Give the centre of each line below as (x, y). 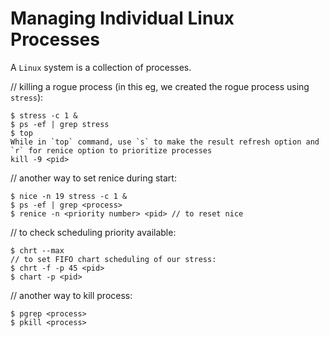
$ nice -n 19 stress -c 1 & (69, 196)
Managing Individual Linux (122, 18)
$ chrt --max (37, 250)
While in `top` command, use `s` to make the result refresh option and (165, 142)
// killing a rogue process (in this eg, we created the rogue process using (160, 86)
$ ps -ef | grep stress (60, 124)
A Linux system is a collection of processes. (101, 67)
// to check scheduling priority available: (93, 232)
